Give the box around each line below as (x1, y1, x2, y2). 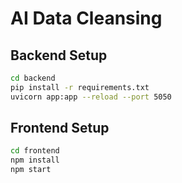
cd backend (10, 73, 56, 83)
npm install (10, 155, 60, 166)
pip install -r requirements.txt (10, 82, 150, 92)
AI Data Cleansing (10, 7, 163, 30)
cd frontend (10, 146, 60, 156)
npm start (10, 165, 52, 175)
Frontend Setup (10, 120, 110, 137)
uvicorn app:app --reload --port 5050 (10, 92, 172, 102)
